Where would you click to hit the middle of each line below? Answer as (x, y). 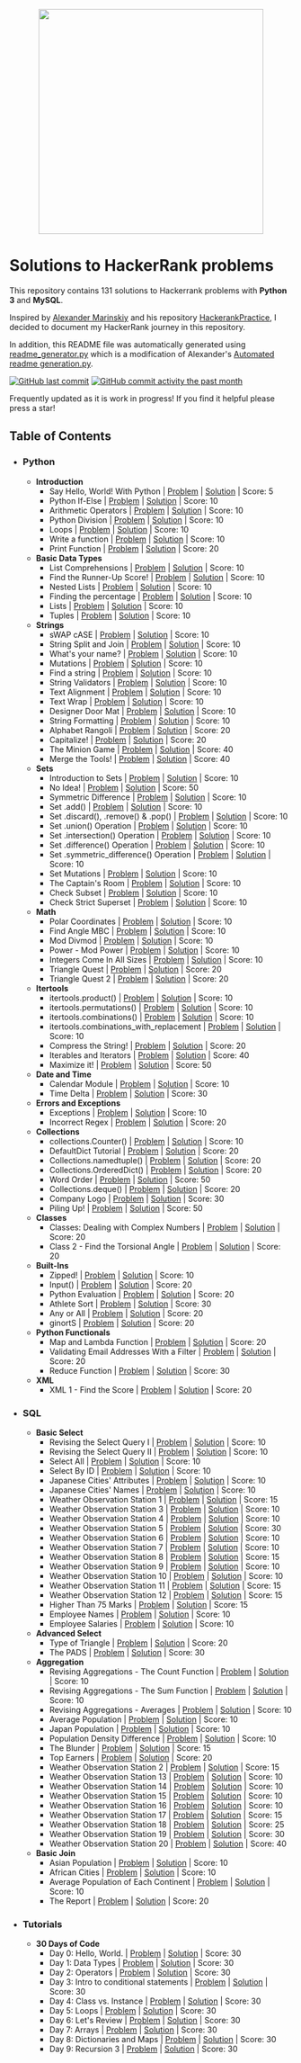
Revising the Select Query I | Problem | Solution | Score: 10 (158, 1442)
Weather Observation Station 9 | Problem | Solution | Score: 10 (164, 1566)
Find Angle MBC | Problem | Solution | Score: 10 (137, 930)
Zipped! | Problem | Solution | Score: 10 (122, 1275)
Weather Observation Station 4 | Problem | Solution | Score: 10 (164, 1518)
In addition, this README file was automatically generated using (128, 344)
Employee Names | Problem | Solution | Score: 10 (140, 1614)
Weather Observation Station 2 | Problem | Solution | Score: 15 (164, 1767)
